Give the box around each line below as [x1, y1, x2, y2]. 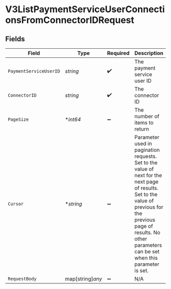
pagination [134, 146, 160, 153]
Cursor [8, 201, 24, 207]
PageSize [8, 117, 29, 122]
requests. [134, 153, 157, 159]
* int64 [65, 116, 81, 123]
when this [134, 254, 158, 261]
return [134, 125, 149, 133]
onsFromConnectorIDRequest [5, 14, 135, 26]
